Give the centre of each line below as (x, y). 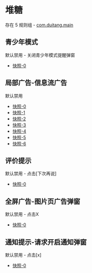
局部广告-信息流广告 (36, 83)
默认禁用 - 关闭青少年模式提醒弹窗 (40, 55)
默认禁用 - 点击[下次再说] (31, 174)
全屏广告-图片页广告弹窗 (43, 201)
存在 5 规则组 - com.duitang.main (39, 25)
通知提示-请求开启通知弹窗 (46, 242)
